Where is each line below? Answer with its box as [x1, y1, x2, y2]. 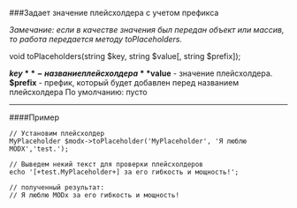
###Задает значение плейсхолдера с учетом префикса [9, 8, 219, 18]
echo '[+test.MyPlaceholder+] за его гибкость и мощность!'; [9, 167, 240, 176]
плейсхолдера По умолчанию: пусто [9, 87, 148, 97]
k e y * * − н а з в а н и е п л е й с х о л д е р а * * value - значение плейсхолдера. [9, 68, 273, 78]
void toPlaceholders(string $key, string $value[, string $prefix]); [9, 51, 241, 61]
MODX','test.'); [9, 145, 69, 153]
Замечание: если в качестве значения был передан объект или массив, [9, 25, 285, 34]
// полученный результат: [9, 183, 104, 192]
